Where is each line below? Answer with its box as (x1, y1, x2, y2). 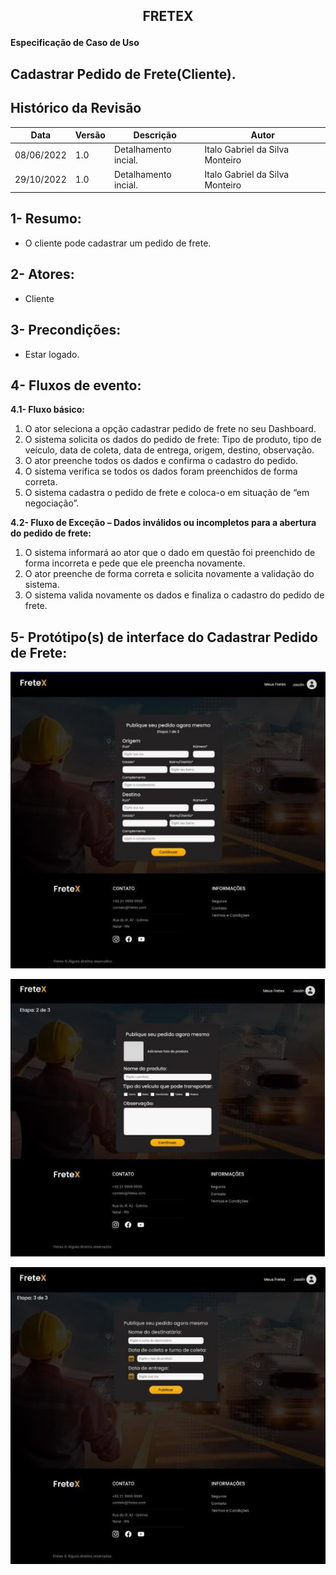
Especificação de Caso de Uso (10, 37, 140, 49)
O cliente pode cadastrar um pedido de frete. (24, 237, 212, 249)
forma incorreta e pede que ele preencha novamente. (24, 557, 246, 569)
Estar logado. (24, 348, 80, 360)
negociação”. (24, 497, 80, 509)
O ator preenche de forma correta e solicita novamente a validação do (24, 568, 315, 580)
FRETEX (142, 8, 194, 25)
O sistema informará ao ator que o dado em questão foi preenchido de (24, 547, 316, 559)
